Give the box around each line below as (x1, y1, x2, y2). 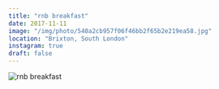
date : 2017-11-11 (8, 19, 67, 28)
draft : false (8, 49, 53, 57)
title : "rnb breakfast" (8, 11, 89, 20)
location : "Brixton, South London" (8, 34, 129, 43)
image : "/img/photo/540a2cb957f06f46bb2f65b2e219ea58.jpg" (8, 27, 213, 35)
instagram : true (8, 42, 63, 50)
